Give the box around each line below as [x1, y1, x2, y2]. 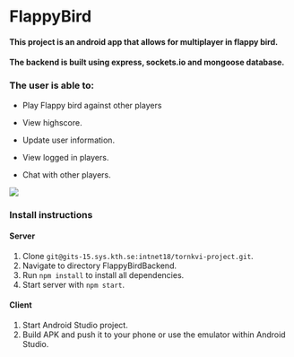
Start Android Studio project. [22, 320, 128, 330]
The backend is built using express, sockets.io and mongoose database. [9, 57, 285, 68]
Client [9, 300, 33, 310]
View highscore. [22, 117, 82, 127]
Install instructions [9, 208, 93, 221]
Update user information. [22, 135, 115, 145]
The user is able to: [9, 79, 95, 91]
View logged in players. [22, 152, 109, 162]
